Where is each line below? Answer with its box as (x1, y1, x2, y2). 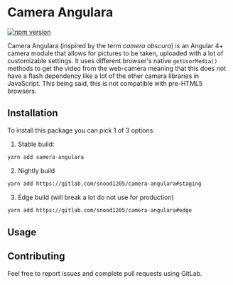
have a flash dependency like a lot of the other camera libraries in (7, 72, 200, 80)
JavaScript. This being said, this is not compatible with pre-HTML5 (7, 79, 203, 87)
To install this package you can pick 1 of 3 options (7, 125, 153, 135)
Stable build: (17, 140, 55, 148)
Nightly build (17, 166, 55, 174)
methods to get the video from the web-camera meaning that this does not (7, 64, 226, 72)
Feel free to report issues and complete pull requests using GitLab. (7, 269, 202, 277)
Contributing (7, 250, 65, 262)
